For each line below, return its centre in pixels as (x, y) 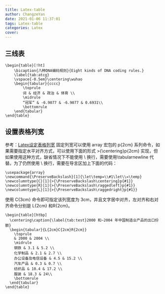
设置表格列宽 (25, 132)
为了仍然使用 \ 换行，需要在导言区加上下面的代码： (65, 163)
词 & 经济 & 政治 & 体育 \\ (49, 93)
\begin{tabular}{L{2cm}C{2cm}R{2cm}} (48, 229)
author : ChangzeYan (25, 14)
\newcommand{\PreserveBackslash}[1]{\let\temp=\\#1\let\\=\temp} (73, 177)
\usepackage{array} (25, 172)
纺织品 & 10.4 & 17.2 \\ (38, 269)
